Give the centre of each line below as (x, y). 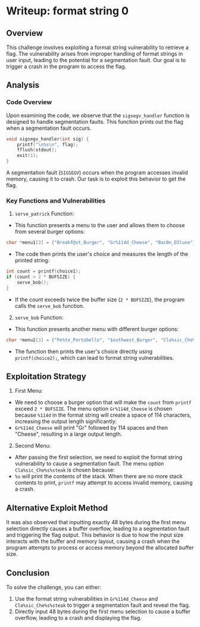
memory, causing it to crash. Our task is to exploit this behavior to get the (96, 179)
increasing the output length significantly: (66, 421)
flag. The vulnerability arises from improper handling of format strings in (95, 54)
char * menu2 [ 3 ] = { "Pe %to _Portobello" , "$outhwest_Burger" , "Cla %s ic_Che (100, 340)
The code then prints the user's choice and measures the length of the (101, 254)
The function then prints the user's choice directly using (84, 351)
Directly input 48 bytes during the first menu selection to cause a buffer (103, 611)
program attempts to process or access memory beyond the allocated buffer (100, 548)
